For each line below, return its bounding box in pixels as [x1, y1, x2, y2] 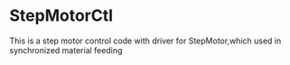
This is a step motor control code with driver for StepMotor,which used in [9, 35, 282, 46]
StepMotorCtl [9, 5, 114, 26]
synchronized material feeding [9, 44, 123, 55]
